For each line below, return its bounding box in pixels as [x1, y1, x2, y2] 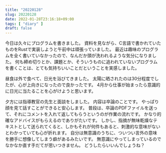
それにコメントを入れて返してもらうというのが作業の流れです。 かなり [13, 111, 157, 117]
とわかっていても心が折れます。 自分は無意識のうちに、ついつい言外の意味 [5, 130, 158, 136]
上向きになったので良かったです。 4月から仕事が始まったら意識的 [26, 82, 161, 88]
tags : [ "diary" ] [5, 21, 43, 26]
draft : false [5, 26, 32, 31]
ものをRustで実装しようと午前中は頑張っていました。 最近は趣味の [5, 46, 141, 52]
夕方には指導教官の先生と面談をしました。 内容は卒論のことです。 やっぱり [5, 99, 160, 105]
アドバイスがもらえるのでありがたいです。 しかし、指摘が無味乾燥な [13, 118, 154, 124]
